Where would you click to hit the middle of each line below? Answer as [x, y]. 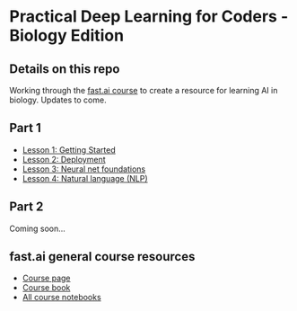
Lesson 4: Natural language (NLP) [85, 178]
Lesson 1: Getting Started [69, 149]
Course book [46, 288]
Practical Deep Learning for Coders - [149, 17]
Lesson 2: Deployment [64, 159]
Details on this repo [65, 69]
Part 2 [26, 207]
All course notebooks [61, 298]
